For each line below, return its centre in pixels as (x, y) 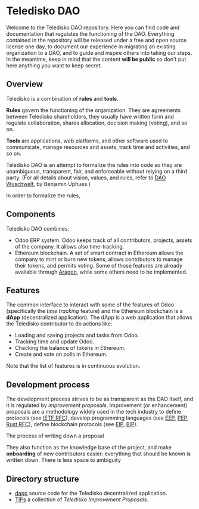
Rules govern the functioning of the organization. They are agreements (94, 110)
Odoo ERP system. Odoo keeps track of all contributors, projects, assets (103, 240)
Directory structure (43, 479)
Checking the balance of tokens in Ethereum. (70, 348)
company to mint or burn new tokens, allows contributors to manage (99, 259)
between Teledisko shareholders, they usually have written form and (90, 116)
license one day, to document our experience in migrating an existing (91, 46)
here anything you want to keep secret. (54, 65)
